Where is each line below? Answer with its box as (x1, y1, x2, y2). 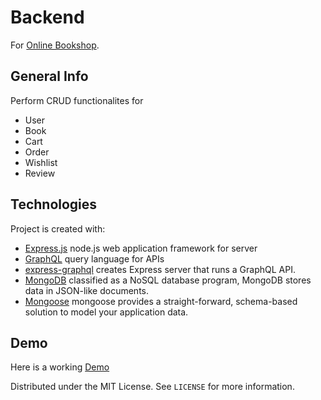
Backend (10, 6, 85, 29)
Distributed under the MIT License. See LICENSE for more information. (10, 381, 295, 393)
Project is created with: (10, 222, 106, 235)
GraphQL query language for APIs (24, 252, 165, 265)
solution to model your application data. (24, 306, 189, 318)
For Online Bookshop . (10, 39, 100, 51)
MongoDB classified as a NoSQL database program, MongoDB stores (24, 274, 312, 286)
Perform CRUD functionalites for (10, 94, 144, 106)
